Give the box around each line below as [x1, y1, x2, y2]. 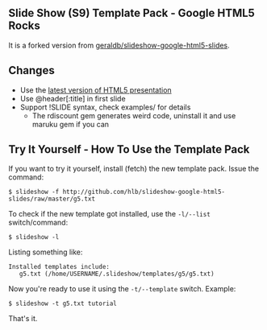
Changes [8, 64, 55, 77]
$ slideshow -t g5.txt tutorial [8, 299, 117, 308]
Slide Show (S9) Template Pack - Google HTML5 [8, 6, 256, 20]
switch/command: [8, 217, 69, 228]
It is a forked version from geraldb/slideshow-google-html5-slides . [8, 40, 230, 50]
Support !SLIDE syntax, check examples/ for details [19, 102, 191, 112]
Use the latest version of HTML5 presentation [19, 85, 172, 95]
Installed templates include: [8, 263, 111, 271]
